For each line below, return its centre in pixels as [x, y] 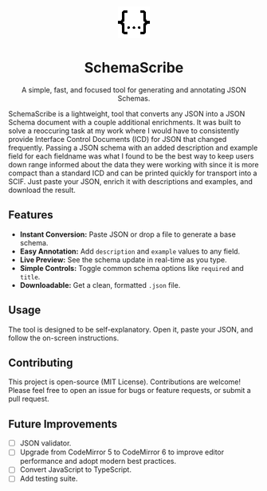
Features [31, 215]
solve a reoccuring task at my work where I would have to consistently [124, 131]
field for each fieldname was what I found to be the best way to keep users [131, 156]
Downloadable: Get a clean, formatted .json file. [100, 285]
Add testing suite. [49, 479]
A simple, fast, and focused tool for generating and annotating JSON [134, 89]
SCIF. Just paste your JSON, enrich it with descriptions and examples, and [130, 181]
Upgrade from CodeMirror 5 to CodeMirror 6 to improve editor [122, 452]
